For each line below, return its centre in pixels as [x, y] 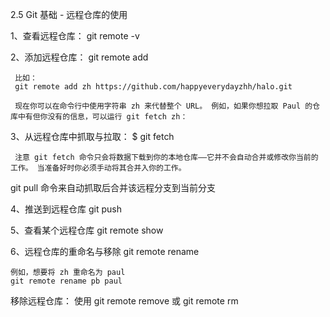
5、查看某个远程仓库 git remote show [87, 230]
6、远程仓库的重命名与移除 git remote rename [105, 251]
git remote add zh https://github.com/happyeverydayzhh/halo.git [153, 87]
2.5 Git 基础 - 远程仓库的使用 [69, 14]
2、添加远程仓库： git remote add [79, 57]
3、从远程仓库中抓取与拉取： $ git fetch [92, 136]
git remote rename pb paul [66, 281]
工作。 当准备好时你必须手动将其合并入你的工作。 [98, 168]
